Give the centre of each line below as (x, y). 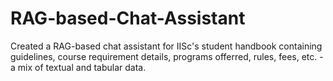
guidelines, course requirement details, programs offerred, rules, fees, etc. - (167, 56)
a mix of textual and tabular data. (78, 67)
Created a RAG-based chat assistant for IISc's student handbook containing (166, 46)
